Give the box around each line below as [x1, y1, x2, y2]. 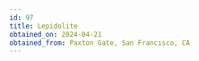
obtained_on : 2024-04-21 [9, 30, 102, 39]
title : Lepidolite [9, 22, 78, 30]
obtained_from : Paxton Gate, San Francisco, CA [9, 38, 191, 48]
